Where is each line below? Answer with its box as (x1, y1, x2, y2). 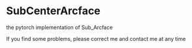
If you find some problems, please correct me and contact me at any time (6, 35, 186, 42)
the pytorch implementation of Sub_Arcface (6, 24, 113, 31)
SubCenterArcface (6, 4, 101, 18)
